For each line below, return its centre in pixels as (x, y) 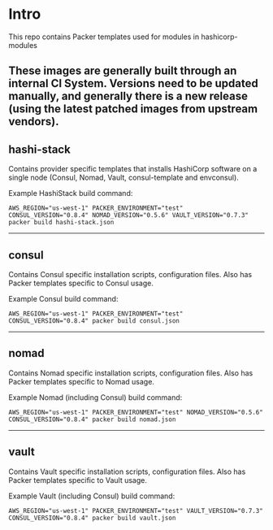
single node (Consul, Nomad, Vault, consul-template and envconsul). (124, 178)
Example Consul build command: (63, 298)
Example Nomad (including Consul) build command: (95, 397)
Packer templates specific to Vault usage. (78, 480)
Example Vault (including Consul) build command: (92, 496)
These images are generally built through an (123, 71)
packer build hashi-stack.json (61, 223)
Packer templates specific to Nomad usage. (81, 381)
